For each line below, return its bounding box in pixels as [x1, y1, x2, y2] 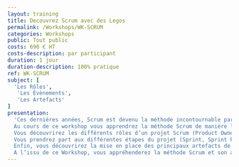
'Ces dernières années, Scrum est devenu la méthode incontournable [14, 116, 221, 123]
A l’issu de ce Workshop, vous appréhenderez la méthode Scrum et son [14, 149, 228, 156]
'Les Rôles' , [14, 83, 53, 90]
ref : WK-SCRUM [7, 70, 50, 77]
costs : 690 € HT [7, 43, 55, 50]
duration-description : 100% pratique [7, 63, 119, 70]
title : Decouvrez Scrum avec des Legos [7, 17, 126, 24]
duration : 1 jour [7, 57, 59, 64]
